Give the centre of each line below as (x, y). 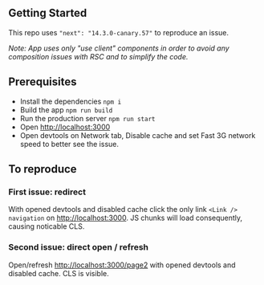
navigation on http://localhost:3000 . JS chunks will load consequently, (126, 218)
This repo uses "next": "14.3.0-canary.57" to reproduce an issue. (119, 32)
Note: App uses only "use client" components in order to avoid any (119, 48)
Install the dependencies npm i (71, 101)
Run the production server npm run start (87, 118)
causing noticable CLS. (47, 226)
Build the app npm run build (66, 110)
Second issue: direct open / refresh (79, 247)
